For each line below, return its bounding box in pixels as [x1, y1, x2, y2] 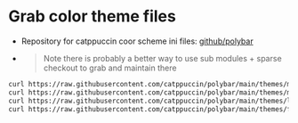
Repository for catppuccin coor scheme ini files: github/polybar [20, 36, 254, 46]
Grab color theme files [8, 6, 177, 27]
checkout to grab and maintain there [43, 62, 177, 73]
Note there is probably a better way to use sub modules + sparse [43, 53, 282, 63]
